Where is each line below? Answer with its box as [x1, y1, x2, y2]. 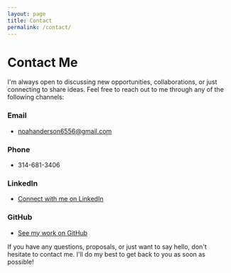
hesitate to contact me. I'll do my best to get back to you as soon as [7, 250, 206, 258]
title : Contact [7, 17, 53, 24]
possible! [7, 257, 34, 266]
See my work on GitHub [17, 228, 87, 237]
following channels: [7, 93, 65, 102]
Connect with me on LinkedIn [17, 195, 104, 203]
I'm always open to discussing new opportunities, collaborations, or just [7, 77, 217, 86]
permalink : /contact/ [7, 23, 72, 31]
